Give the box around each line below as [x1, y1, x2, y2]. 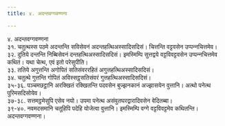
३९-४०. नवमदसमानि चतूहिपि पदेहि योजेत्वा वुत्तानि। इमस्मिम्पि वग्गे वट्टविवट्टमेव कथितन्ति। [7, 104, 199, 112]
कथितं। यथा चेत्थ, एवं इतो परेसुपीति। [7, 58, 89, 66]
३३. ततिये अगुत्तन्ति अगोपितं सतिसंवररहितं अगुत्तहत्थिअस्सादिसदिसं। [7, 66, 155, 74]
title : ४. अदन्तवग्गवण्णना [7, 10, 67, 17]
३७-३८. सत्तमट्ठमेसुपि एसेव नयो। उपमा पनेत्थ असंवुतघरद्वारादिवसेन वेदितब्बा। [7, 97, 173, 105]
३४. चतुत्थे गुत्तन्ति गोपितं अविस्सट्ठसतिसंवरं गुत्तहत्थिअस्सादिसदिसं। [7, 73, 151, 81]
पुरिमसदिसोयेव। [7, 88, 42, 97]
